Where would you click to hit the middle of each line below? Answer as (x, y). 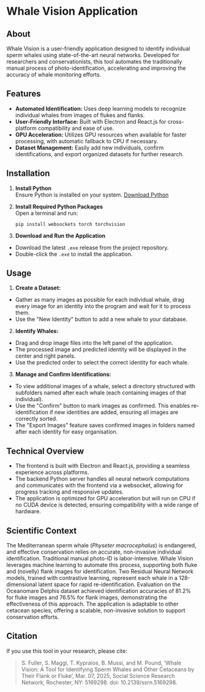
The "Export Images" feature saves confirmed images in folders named (105, 425)
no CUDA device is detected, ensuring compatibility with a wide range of (107, 505)
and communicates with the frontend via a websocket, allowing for (99, 486)
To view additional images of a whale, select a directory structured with (105, 386)
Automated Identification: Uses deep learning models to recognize (101, 108)
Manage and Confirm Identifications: (63, 374)
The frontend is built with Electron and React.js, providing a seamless (102, 466)
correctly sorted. (36, 419)
